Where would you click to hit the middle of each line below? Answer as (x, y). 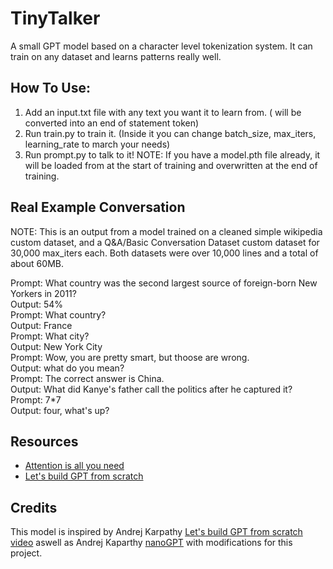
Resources (44, 441)
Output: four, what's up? (60, 410)
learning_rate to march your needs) (97, 144)
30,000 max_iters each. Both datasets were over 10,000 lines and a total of (164, 253)
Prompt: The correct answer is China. (87, 378)
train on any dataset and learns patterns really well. (116, 56)
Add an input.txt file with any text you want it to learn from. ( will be (163, 112)
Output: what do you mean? (67, 368)
